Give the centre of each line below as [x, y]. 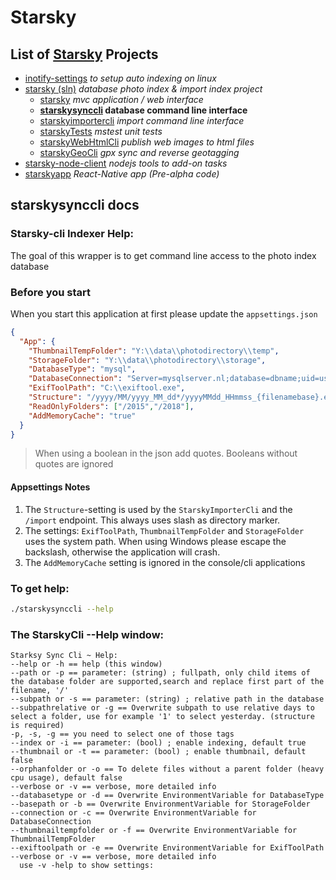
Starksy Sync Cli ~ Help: [64, 656]
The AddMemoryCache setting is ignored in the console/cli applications [165, 562]
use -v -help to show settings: [87, 866]
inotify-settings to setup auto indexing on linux [120, 78]
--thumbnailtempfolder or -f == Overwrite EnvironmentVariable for [154, 831]
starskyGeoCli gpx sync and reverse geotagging [139, 152]
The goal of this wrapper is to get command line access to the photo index [163, 255]
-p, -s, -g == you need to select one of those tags [122, 734]
